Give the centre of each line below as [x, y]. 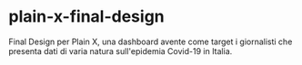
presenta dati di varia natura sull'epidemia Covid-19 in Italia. [121, 51]
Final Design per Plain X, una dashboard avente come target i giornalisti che [151, 42]
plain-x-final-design [86, 17]
